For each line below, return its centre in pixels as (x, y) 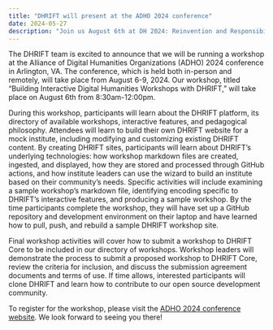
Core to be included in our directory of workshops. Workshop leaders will (131, 250)
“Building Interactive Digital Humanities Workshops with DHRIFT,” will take (132, 89)
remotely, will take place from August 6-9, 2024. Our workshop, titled (125, 80)
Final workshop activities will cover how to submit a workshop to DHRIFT (130, 241)
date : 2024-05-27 (38, 24)
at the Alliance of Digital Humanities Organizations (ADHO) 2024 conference (136, 63)
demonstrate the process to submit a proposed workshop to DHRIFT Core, (133, 258)
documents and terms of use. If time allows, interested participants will (127, 276)
